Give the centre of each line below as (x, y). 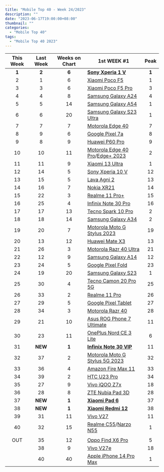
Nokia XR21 (101, 187)
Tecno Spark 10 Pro (110, 211)
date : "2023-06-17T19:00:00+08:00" (41, 19)
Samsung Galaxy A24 (112, 96)
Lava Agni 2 (101, 180)
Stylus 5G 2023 (105, 361)
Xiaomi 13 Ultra (105, 164)
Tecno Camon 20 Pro (112, 281)
